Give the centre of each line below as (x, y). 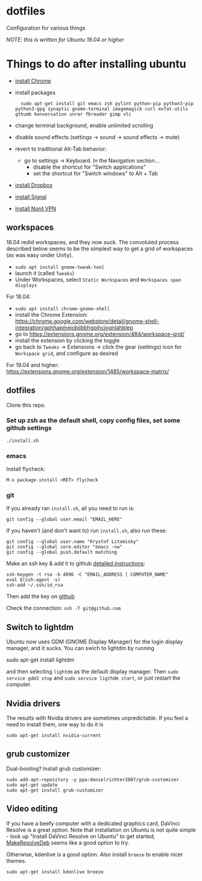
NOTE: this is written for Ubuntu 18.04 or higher (65, 39)
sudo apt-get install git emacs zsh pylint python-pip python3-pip (107, 103)
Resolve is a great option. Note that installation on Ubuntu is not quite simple (101, 830)
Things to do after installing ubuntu (96, 64)
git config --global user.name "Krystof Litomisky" (72, 542)
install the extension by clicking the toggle (67, 340)
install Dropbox (34, 185)
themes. (16, 860)
